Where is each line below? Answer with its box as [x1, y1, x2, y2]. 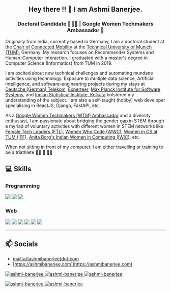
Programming [5, 182, 40, 189]
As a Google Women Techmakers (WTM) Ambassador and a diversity [5, 112, 151, 118]
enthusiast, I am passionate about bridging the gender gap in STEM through [5, 118, 164, 124]
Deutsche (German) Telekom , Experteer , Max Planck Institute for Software [5, 86, 161, 92]
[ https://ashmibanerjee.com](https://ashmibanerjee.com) [12, 261, 133, 268]
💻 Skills [5, 165, 32, 173]
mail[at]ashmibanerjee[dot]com [12, 256, 79, 262]
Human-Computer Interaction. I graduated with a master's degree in [5, 55, 148, 61]
